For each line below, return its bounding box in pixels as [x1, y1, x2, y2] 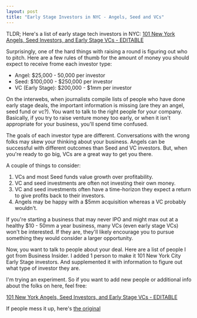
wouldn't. [14, 204, 38, 211]
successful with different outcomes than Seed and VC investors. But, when [6, 144, 188, 151]
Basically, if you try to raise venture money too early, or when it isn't [6, 114, 171, 121]
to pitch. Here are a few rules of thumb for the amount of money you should [6, 54, 189, 61]
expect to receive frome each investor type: [6, 60, 112, 67]
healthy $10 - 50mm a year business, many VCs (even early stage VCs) [6, 222, 179, 229]
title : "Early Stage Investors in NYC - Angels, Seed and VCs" [6, 14, 165, 20]
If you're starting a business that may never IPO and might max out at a [6, 215, 178, 223]
